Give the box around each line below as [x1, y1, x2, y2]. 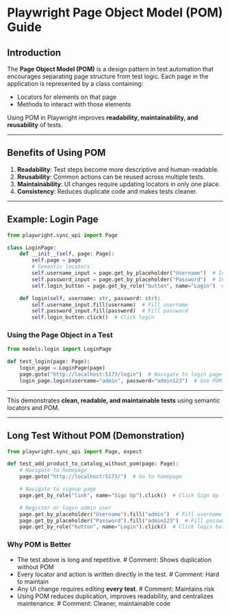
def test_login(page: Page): [7, 359, 90, 365]
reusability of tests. [7, 121, 63, 128]
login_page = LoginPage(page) [19, 365, 106, 372]
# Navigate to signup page [19, 486, 97, 492]
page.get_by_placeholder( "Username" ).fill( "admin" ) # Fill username [19, 510, 222, 518]
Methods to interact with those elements [16, 100, 131, 108]
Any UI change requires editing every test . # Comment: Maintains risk [16, 584, 215, 593]
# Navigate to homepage [19, 467, 88, 474]
